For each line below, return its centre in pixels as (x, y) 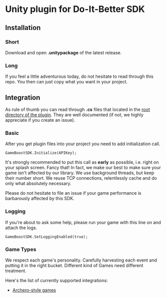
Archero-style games (34, 290)
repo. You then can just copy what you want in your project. (67, 82)
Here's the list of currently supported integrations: (57, 280)
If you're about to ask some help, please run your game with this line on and (83, 222)
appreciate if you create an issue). (40, 120)
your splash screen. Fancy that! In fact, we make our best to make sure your (83, 168)
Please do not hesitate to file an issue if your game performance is (73, 193)
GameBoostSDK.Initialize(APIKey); (41, 153)
